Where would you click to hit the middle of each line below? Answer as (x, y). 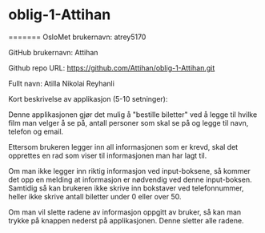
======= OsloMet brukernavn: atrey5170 (77, 37)
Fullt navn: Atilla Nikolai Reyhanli (61, 83)
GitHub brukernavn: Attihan (53, 52)
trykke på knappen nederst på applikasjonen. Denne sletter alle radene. (126, 220)
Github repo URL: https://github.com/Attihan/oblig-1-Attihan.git (112, 68)
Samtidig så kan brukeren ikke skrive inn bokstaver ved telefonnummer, (126, 188)
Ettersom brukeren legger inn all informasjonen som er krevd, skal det (123, 147)
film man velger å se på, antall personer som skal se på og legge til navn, (128, 123)
